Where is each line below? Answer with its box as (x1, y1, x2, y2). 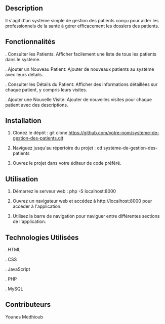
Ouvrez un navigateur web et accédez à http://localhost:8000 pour (12, 198, 152, 204)
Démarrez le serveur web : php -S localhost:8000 (12, 188, 116, 194)
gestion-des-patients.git (12, 135, 63, 141)
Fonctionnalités (5, 37, 56, 46)
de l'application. (12, 218, 47, 224)
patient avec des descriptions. (5, 102, 68, 108)
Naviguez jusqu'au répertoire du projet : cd (12, 145, 103, 151)
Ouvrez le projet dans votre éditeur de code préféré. (12, 160, 121, 166)
